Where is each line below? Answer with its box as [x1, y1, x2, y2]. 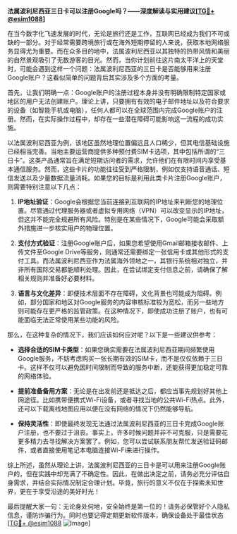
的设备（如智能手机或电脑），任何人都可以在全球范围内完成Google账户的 [7, 106, 217, 114]
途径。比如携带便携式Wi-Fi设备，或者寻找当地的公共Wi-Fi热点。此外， [23, 396, 229, 404]
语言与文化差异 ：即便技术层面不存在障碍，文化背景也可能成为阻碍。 [17, 289, 216, 297]
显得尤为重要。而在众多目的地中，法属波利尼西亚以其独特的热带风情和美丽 [13, 47, 230, 55]
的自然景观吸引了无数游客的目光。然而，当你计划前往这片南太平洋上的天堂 [7, 56, 224, 64]
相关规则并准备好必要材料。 [17, 274, 99, 282]
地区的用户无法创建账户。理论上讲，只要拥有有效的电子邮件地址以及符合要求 [7, 97, 230, 105]
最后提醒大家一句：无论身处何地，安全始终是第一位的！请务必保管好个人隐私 [7, 502, 230, 510]
